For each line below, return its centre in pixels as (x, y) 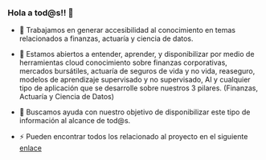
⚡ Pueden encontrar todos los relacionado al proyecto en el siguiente (133, 137)
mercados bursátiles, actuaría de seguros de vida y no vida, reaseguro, (137, 71)
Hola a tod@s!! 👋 (41, 13)
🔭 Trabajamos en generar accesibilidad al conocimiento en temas (127, 30)
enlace (30, 148)
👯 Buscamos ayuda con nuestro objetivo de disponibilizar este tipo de (135, 112)
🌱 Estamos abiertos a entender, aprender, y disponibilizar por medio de (137, 54)
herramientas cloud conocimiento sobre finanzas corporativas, (123, 62)
